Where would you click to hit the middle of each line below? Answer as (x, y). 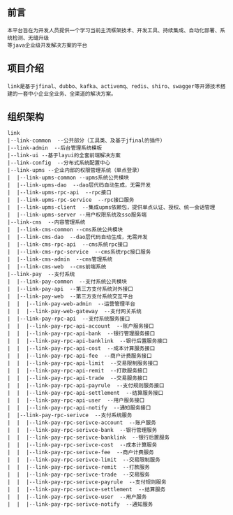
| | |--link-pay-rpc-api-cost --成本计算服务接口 (81, 349)
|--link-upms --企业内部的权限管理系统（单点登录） (75, 171)
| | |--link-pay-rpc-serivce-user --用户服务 (77, 497)
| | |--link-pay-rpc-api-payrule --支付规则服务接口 (86, 386)
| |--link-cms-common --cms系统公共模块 (65, 230)
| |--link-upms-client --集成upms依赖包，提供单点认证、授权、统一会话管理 (111, 208)
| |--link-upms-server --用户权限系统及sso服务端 (77, 215)
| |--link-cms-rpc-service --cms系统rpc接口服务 (79, 252)
